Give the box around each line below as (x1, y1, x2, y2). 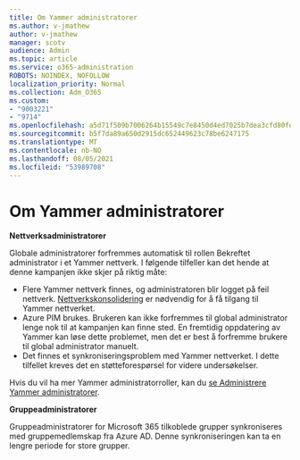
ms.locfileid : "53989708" (9, 163, 105, 171)
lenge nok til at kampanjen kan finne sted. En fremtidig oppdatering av (21, 322, 281, 333)
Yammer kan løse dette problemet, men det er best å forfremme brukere (21, 331, 288, 342)
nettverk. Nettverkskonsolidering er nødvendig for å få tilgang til (21, 294, 259, 305)
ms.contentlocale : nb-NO (9, 146, 102, 155)
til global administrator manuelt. (21, 341, 139, 352)
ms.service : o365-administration (9, 63, 134, 72)
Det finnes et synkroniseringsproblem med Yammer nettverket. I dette (21, 350, 279, 362)
